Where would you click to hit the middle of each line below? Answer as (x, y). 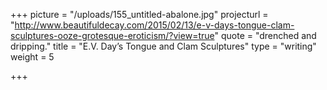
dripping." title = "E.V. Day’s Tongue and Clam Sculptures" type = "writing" (163, 46)
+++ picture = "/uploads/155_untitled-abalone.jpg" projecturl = (139, 14)
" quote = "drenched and (265, 35)
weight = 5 (32, 57)
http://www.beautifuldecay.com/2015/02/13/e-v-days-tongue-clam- (154, 25)
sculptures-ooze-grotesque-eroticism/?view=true (112, 35)
